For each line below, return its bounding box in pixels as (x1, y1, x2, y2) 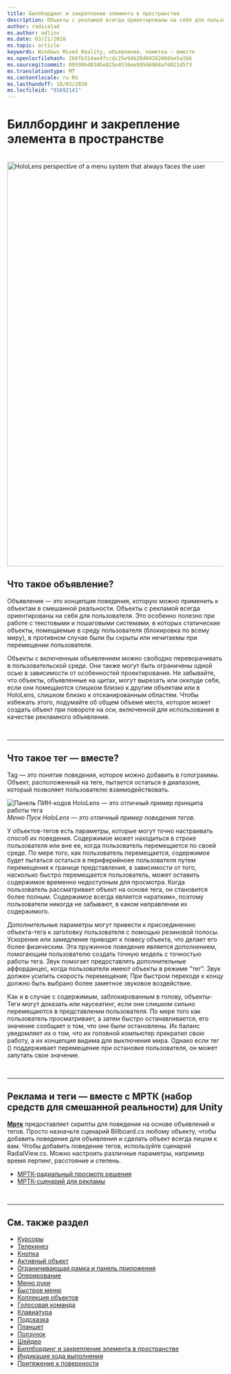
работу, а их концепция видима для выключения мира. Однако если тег (7, 1036, 220, 1044)
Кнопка (16, 1249, 39, 1258)
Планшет (16, 1323, 44, 1331)
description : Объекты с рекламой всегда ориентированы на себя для (7, 17, 205, 23)
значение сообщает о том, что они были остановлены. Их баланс (7, 1021, 200, 1030)
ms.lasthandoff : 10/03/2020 (7, 81, 88, 87)
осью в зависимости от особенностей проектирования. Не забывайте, (7, 669, 216, 677)
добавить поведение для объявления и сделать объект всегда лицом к (7, 1134, 218, 1143)
